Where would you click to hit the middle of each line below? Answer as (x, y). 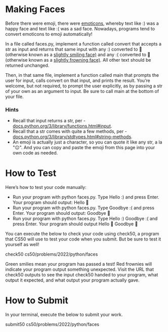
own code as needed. (35, 153)
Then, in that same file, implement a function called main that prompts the (82, 75)
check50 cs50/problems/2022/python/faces (52, 254)
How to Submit (37, 300)
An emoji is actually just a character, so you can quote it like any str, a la (87, 142)
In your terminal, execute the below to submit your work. (64, 315)
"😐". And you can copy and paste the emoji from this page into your (84, 148)
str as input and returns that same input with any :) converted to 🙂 (74, 49)
